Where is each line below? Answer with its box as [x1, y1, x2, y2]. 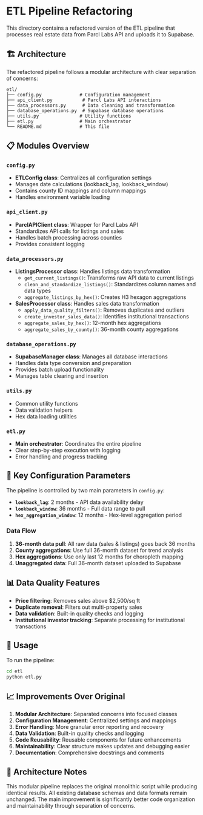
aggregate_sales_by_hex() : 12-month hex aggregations [24, 320, 162, 327]
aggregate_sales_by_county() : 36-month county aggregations [24, 326, 179, 333]
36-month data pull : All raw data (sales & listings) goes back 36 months [15, 540, 196, 548]
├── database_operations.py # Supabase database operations [6, 107, 164, 113]
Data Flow [6, 526, 36, 535]
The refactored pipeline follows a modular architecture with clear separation [6, 68, 196, 75]
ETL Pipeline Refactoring [6, 4, 133, 18]
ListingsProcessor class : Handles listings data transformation [15, 268, 171, 275]
